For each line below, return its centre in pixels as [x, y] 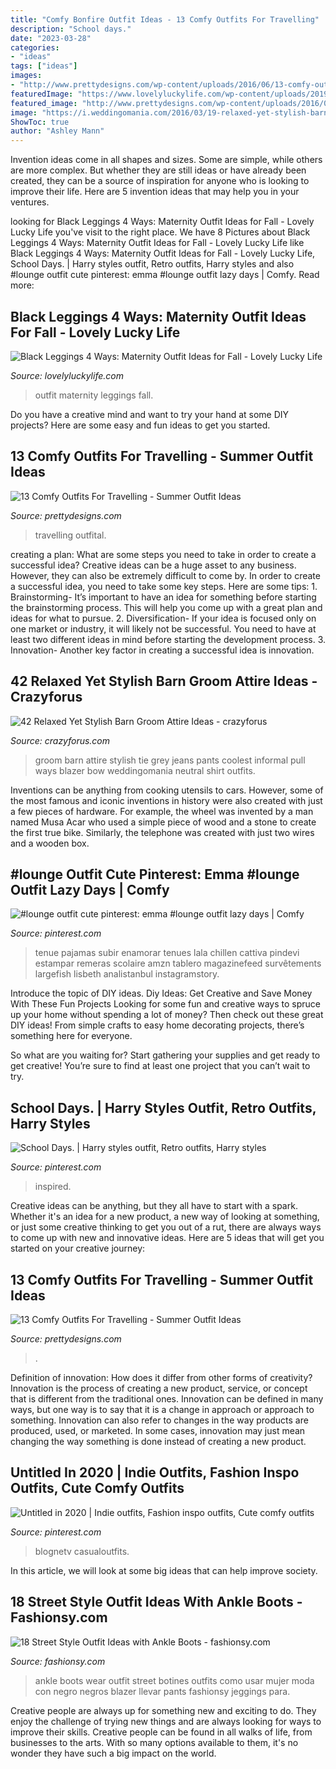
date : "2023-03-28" [51, 38]
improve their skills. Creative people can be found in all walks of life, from [161, 1732]
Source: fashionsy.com [58, 1661]
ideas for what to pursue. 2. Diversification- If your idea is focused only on [163, 618]
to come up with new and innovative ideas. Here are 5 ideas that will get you [167, 1238]
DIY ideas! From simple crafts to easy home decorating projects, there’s [157, 1025]
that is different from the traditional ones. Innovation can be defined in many [167, 1399]
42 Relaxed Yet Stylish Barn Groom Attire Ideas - [164, 681]
